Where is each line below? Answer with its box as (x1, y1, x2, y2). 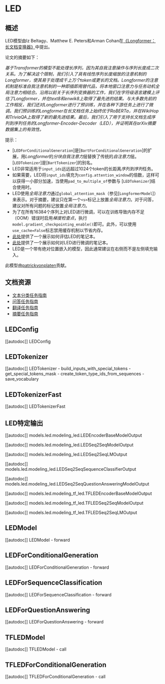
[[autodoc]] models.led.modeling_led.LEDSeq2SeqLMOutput (5, 452, 127, 457)
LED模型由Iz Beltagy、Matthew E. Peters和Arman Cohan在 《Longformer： (5, 38, 156, 43)
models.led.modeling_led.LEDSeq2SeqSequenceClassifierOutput (5, 466, 137, 472)
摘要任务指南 (12, 311, 38, 317)
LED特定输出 (5, 419, 43, 427)
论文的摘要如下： (5, 55, 40, 60)
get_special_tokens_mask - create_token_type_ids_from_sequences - (5, 371, 144, 377)
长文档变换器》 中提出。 (5, 44, 52, 50)
